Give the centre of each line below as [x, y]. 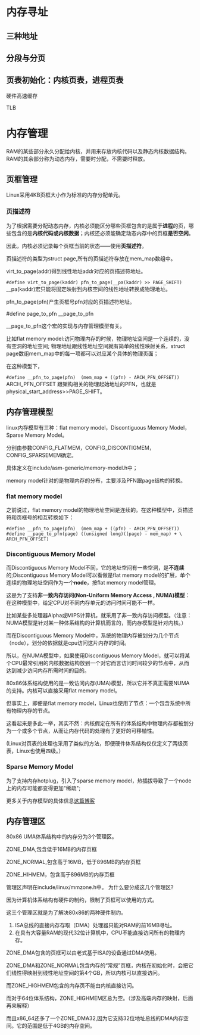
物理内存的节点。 [32, 711]
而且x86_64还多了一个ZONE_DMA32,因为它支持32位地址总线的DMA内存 [95, 1018]
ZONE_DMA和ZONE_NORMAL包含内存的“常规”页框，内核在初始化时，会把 [97, 965]
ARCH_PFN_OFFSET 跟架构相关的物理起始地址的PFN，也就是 [81, 384]
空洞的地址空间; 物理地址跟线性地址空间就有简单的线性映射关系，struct [98, 346]
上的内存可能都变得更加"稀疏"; [43, 788]
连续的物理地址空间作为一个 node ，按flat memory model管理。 [83, 583]
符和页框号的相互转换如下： [40, 517]
